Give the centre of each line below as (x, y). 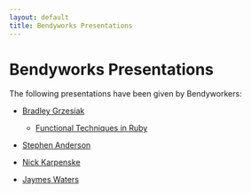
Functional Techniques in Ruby (91, 128)
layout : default (39, 17)
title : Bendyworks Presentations (71, 26)
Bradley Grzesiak (53, 111)
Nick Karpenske (51, 162)
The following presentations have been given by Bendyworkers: (125, 94)
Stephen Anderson (56, 145)
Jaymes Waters (51, 180)
